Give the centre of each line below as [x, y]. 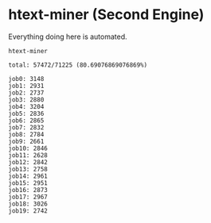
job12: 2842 [28, 162]
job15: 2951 [28, 183]
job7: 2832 [26, 127]
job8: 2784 [26, 134]
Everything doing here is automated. [68, 37]
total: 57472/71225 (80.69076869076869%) [78, 65]
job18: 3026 [28, 204]
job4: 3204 [26, 106]
